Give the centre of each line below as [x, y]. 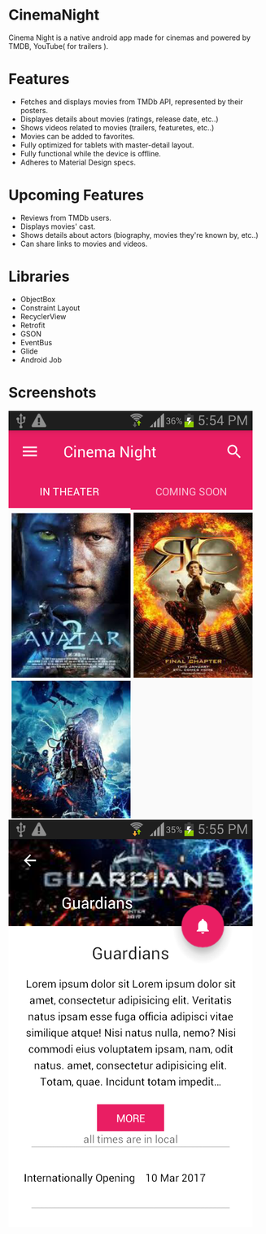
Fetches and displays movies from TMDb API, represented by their [131, 101]
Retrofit [33, 325]
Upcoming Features [76, 195]
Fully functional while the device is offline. [90, 153]
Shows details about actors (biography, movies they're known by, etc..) [139, 235]
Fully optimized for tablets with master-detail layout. [107, 145]
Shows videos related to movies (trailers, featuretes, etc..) [117, 127]
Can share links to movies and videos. [84, 244]
